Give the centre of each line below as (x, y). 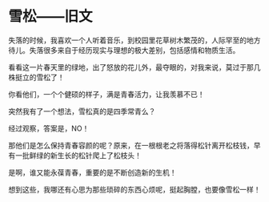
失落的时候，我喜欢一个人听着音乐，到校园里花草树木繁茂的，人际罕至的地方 (134, 40)
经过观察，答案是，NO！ (49, 128)
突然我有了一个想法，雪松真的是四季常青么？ (82, 111)
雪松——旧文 (51, 16)
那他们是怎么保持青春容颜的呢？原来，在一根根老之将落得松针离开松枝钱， (131, 145)
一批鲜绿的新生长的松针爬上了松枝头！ (78, 155)
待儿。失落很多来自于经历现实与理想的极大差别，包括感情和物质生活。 (124, 50)
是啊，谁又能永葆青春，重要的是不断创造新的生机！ (92, 172)
